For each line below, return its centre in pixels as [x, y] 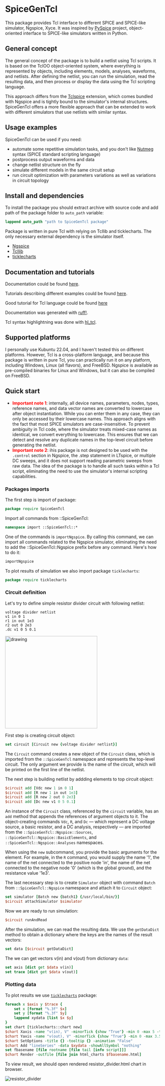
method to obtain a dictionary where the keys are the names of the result [79, 934]
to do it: [13, 552]
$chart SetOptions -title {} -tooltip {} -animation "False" [69, 1041]
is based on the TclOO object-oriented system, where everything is [73, 66]
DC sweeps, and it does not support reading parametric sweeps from [82, 460]
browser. [14, 1069]
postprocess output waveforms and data [53, 159]
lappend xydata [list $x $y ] [44, 1018]
